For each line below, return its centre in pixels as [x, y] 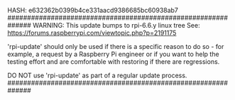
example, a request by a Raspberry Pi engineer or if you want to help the [113, 54]
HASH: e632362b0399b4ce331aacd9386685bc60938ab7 [93, 10]
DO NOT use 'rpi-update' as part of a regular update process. [97, 75]
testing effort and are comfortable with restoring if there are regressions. [114, 62]
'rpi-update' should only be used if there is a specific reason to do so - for [116, 46]
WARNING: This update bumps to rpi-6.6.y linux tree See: [116, 25]
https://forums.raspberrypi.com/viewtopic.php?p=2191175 [92, 33]
